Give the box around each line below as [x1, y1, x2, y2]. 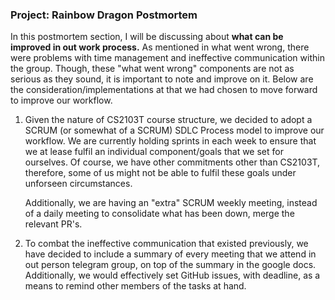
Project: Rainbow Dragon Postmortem [10, 8, 198, 22]
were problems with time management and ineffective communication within [10, 52, 325, 64]
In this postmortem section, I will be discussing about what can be [10, 31, 284, 43]
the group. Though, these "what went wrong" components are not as [10, 63, 295, 75]
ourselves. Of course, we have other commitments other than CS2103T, [24, 156, 321, 168]
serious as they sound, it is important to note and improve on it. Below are [10, 73, 314, 85]
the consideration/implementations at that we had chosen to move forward [10, 84, 318, 96]
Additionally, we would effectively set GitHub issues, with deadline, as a [24, 269, 321, 282]
